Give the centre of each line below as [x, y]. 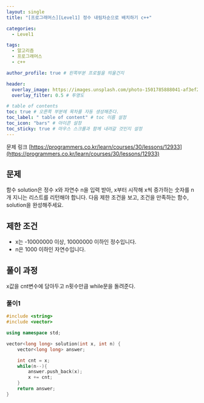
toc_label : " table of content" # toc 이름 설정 [66, 118]
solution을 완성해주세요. [35, 205]
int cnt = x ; [34, 361]
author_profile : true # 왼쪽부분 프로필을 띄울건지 [65, 73]
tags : [13, 45]
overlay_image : [31, 90]
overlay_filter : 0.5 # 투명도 [48, 95]
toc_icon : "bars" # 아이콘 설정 [44, 123]
